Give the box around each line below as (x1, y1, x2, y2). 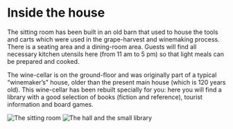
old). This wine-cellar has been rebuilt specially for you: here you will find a (7, 85, 222, 94)
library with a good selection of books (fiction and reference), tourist (7, 92, 203, 101)
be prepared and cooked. (7, 57, 80, 65)
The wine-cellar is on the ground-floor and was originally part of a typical (7, 71, 217, 79)
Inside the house (7, 5, 105, 21)
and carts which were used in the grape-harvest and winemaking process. (7, 35, 220, 43)
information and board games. (7, 100, 94, 108)
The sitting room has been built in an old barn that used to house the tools (7, 28, 218, 36)
